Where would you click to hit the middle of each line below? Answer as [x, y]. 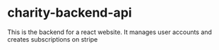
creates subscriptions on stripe [53, 39]
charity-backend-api [70, 13]
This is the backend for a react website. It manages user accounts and [109, 32]
